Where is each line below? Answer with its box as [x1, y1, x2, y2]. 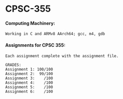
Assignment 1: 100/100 [5, 67, 53, 72]
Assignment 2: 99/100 [5, 71, 53, 76]
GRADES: [5, 62, 22, 68]
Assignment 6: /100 [5, 89, 53, 94]
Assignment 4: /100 [5, 80, 53, 85]
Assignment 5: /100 [5, 84, 53, 89]
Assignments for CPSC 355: [5, 42, 66, 48]
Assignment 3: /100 [5, 76, 53, 81]
